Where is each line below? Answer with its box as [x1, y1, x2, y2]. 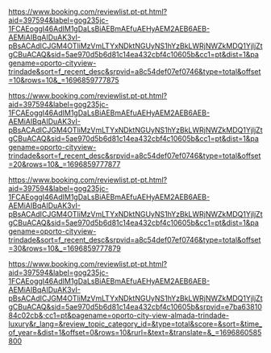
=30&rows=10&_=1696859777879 [8, 243, 121, 253]
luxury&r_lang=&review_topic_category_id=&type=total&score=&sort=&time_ [8, 319, 263, 329]
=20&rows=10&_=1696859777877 [8, 160, 121, 168]
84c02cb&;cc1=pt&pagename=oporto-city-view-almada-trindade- [8, 310, 230, 320]
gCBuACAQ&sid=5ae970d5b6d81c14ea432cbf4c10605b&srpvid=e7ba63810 [8, 302, 262, 311]
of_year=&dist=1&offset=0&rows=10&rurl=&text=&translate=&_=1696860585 [8, 328, 262, 337]
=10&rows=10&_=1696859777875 [8, 76, 119, 85]
